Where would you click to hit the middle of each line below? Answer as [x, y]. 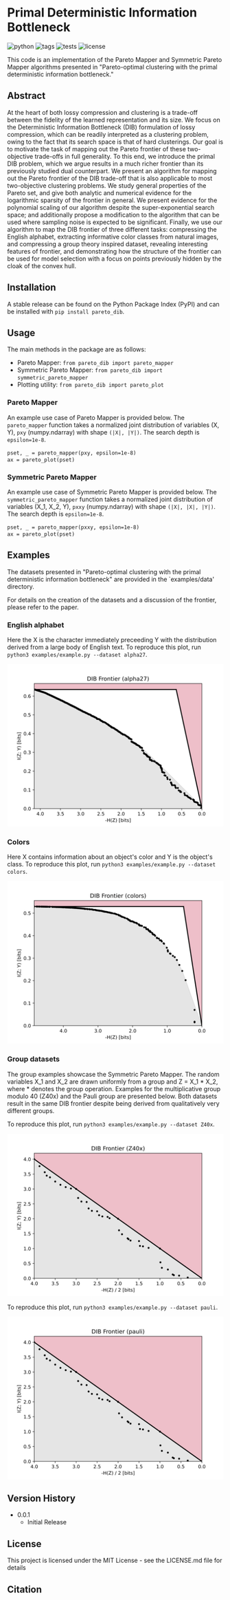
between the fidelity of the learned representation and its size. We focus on [114, 120]
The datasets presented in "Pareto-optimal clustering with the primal [104, 571]
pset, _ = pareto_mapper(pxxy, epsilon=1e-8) [73, 527]
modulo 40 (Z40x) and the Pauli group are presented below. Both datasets [112, 1096]
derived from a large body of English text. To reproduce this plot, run [104, 647]
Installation [32, 288]
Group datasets [34, 1059]
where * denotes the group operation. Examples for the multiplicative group [114, 1088]
